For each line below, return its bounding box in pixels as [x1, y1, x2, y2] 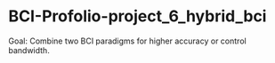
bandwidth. [8, 44, 50, 55]
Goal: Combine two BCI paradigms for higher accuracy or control [8, 35, 247, 46]
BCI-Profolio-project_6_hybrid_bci [8, 6, 267, 27]
